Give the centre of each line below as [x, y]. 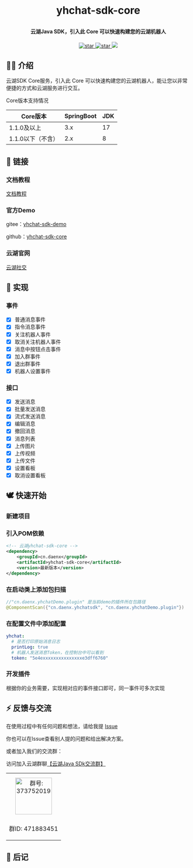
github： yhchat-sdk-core [37, 237]
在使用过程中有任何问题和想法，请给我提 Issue [62, 726]
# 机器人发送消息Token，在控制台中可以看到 [58, 653]
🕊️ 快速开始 [26, 496]
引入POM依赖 [25, 533]
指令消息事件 [30, 327]
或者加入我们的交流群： [34, 751]
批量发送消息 [30, 409]
